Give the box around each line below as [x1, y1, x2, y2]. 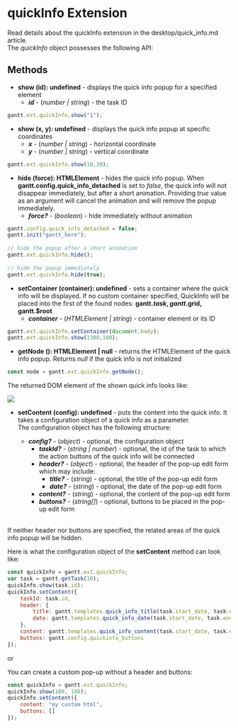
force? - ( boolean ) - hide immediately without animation [28, 211, 193, 220]
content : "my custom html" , [20, 701, 103, 708]
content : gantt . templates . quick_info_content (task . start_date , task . [20, 628, 230, 635]
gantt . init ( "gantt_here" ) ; [7, 232, 87, 239]
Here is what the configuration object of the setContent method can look [7, 547, 221, 556]
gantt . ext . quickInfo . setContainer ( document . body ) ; [7, 327, 160, 335]
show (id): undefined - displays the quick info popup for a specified [17, 83, 217, 91]
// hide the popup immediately [7, 264, 100, 271]
